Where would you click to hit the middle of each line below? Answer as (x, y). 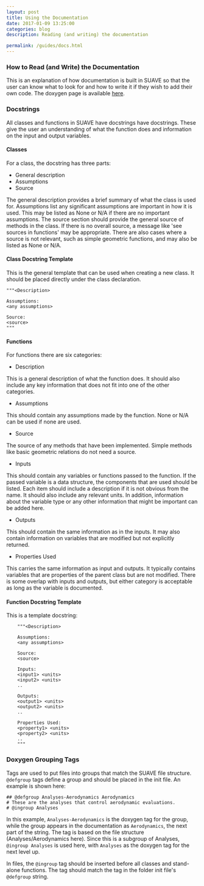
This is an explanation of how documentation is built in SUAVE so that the (98, 81)
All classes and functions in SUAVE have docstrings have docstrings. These (101, 122)
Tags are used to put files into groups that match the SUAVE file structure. (99, 773)
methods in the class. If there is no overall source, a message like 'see (94, 225)
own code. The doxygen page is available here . (65, 93)
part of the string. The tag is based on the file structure (75, 832)
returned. (18, 545)
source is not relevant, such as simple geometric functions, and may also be (102, 238)
